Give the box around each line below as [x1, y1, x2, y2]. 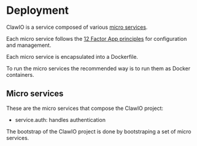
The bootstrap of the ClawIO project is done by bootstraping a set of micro [6, 127, 192, 135]
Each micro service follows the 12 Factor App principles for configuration [6, 35, 187, 42]
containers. [6, 71, 34, 78]
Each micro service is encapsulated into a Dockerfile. [6, 53, 139, 60]
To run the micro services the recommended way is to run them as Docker [6, 64, 191, 72]
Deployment [6, 4, 69, 17]
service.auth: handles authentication [14, 116, 106, 123]
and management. [6, 41, 51, 49]
